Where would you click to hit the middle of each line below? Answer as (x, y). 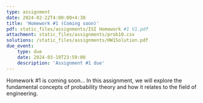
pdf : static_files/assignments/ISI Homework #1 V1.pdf (77, 29)
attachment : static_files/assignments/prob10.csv (71, 35)
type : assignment (28, 12)
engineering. (22, 93)
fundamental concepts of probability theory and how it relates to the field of (101, 87)
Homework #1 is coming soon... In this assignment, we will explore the (94, 80)
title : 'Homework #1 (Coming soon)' (53, 23)
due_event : (20, 46)
